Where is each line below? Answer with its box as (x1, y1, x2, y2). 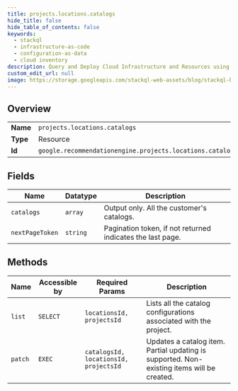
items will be (174, 363, 216, 373)
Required (96, 277, 128, 287)
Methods (7, 256, 48, 268)
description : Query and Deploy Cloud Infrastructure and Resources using (7, 63, 230, 70)
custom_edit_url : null (7, 70, 74, 77)
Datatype (64, 191, 97, 201)
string (64, 228, 87, 236)
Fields (7, 170, 35, 182)
